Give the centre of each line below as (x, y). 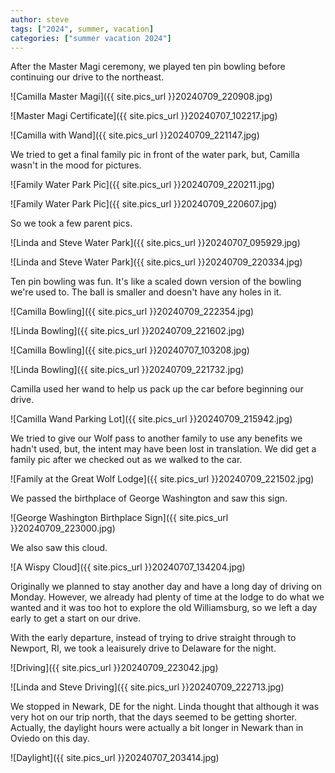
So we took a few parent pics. (71, 223)
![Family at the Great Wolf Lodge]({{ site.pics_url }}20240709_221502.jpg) (162, 479)
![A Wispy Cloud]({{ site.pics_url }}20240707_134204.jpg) (128, 567)
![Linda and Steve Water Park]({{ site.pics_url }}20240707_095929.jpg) (155, 243)
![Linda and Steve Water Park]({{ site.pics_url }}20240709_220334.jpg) (156, 262)
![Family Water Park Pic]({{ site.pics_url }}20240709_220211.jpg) (142, 185)
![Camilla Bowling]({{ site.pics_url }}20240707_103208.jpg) (130, 350)
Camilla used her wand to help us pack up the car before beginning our (157, 389)
